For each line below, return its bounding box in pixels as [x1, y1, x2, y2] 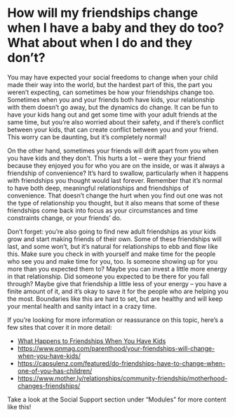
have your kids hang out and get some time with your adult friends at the [7, 110, 217, 119]
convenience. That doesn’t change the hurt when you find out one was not [7, 191, 223, 200]
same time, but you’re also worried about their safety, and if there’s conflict [7, 117, 224, 126]
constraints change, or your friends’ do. [7, 213, 122, 222]
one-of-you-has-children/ [17, 366, 93, 375]
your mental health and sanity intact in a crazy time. [7, 302, 157, 310]
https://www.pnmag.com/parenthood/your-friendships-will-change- [17, 344, 215, 352]
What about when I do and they [7, 35, 193, 51]
